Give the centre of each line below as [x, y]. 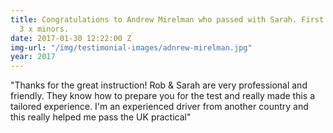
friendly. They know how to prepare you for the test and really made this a [163, 96]
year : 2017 [33, 57]
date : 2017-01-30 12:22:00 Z [71, 38]
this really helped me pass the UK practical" [101, 117]
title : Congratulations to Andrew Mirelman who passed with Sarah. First [167, 19]
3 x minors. [44, 29]
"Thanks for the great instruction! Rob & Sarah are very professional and [159, 85]
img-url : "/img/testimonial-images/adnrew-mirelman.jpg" [131, 47]
